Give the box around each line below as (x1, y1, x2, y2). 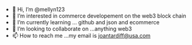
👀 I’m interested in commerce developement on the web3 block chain (12, 12, 187, 19)
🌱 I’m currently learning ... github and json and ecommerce (12, 19, 160, 26)
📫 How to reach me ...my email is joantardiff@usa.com (12, 32, 151, 39)
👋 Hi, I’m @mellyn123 (12, 6, 65, 13)
